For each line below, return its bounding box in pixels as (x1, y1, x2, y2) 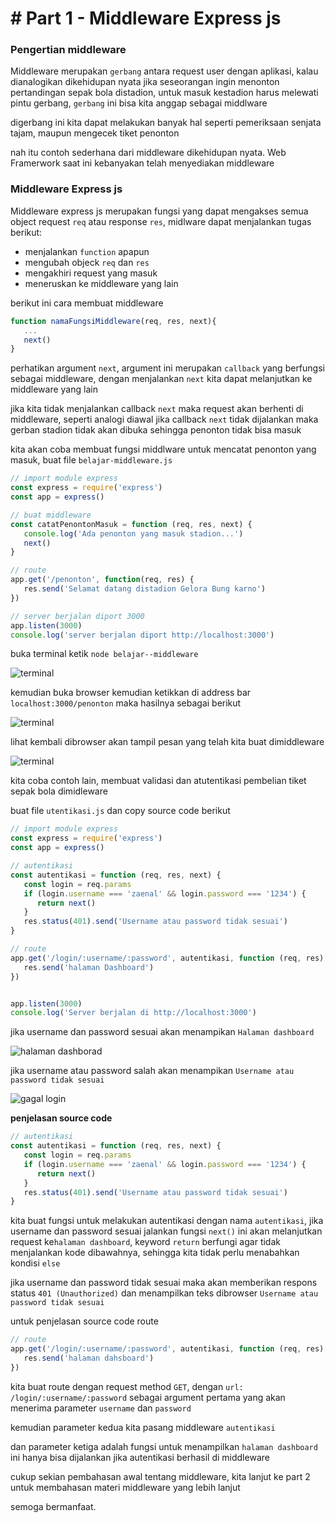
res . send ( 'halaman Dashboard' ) (23, 962, 155, 972)
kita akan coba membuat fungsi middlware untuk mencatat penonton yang (10, 443, 317, 456)
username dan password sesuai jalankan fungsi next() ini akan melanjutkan (10, 1225, 323, 1237)
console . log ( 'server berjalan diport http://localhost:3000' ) (10, 630, 275, 640)
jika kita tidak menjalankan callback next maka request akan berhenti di (10, 403, 304, 415)
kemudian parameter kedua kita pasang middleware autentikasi (10, 1421, 276, 1433)
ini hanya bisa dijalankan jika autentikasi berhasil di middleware (10, 1451, 270, 1463)
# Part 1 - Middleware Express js (10, 7, 282, 30)
